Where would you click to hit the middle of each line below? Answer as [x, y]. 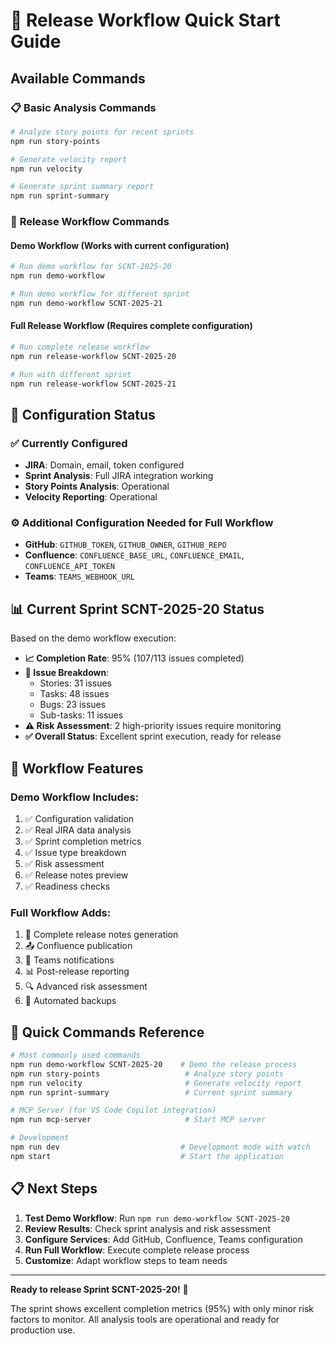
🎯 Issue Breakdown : [67, 673]
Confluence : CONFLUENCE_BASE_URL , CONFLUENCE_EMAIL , [134, 555]
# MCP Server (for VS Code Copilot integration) [113, 1110]
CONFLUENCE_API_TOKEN [69, 567]
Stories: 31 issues [76, 683]
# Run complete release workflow [80, 347]
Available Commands [78, 78]
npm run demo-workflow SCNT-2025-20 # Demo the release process [154, 1064]
